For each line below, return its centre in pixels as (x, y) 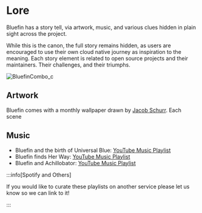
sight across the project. (37, 33)
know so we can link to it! (38, 193)
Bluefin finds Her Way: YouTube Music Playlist (72, 156)
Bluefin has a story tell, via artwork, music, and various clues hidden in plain (101, 27)
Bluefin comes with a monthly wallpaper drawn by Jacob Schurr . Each (94, 110)
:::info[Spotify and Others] (39, 175)
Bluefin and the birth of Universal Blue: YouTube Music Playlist (93, 150)
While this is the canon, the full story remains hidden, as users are (89, 45)
